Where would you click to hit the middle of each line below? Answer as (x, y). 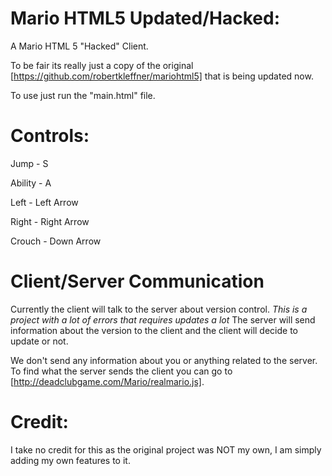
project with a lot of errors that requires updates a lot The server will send (163, 319)
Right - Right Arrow (50, 221)
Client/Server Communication (137, 281)
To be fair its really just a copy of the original (102, 65)
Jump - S (29, 163)
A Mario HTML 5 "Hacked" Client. (79, 46)
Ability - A (31, 183)
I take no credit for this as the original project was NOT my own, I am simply (166, 449)
